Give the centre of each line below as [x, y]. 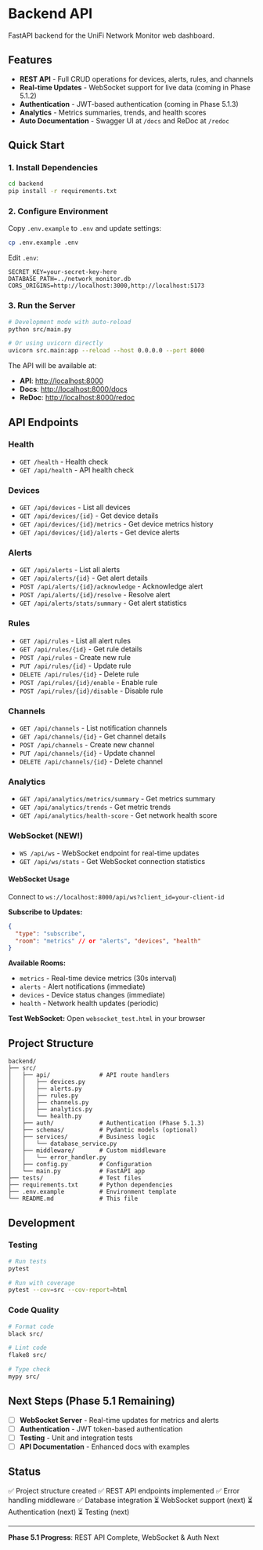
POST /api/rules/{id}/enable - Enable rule [88, 682]
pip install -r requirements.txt [63, 191]
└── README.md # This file [73, 1199]
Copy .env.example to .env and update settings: [85, 228]
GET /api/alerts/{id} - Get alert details [84, 578]
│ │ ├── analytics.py [50, 1110]
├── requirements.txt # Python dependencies [91, 1185]
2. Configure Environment [58, 211]
